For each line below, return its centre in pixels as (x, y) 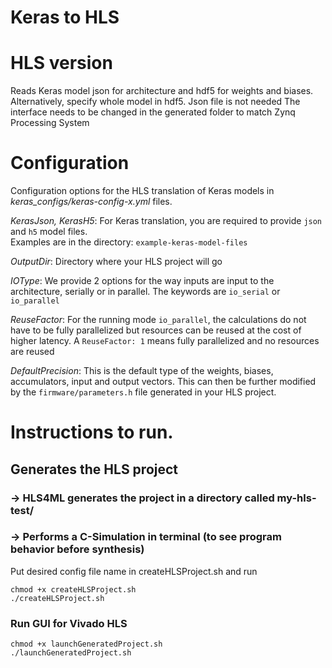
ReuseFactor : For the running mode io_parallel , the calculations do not (158, 320)
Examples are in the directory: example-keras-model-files (129, 242)
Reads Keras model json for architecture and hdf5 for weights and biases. (162, 91)
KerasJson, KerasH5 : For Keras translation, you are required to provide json (166, 221)
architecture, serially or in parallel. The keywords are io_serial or (145, 292)
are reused (32, 352)
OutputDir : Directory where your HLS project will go (116, 262)
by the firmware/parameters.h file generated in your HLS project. (143, 392)
